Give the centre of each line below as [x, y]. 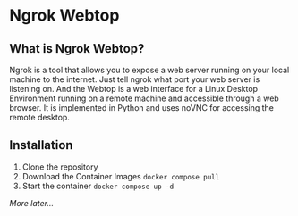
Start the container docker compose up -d [98, 186]
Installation [41, 145]
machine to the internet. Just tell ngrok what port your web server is [135, 79]
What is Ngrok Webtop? [77, 49]
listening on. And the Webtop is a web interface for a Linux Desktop [133, 89]
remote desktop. [39, 117]
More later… [32, 203]
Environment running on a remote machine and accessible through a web [144, 98]
